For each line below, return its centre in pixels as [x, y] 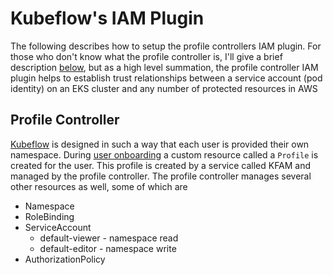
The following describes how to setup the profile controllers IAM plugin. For [166, 46]
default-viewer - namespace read [109, 238]
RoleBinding [49, 216]
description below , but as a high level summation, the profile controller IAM [164, 67]
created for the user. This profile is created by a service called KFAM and [161, 165]
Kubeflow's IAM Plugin [107, 18]
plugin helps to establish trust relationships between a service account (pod [166, 78]
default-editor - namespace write [108, 248]
